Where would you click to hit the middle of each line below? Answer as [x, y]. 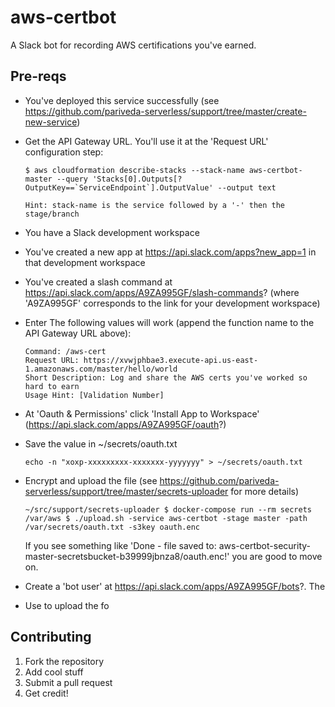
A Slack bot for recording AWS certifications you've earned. [133, 45]
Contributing [51, 637]
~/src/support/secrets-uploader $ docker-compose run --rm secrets [168, 509]
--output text [247, 187]
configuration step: [64, 152]
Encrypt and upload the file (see [91, 480]
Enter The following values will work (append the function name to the [169, 322]
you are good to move [277, 556]
